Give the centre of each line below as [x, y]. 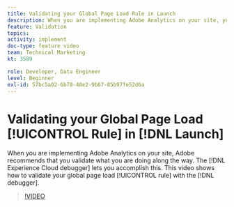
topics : [18, 33]
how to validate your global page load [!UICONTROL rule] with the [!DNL [111, 176]
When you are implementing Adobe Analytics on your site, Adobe [101, 153]
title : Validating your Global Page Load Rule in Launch [92, 14]
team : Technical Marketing [46, 53]
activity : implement [37, 40]
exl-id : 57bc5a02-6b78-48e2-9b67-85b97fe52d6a [76, 84]
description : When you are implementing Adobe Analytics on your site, [113, 20]
